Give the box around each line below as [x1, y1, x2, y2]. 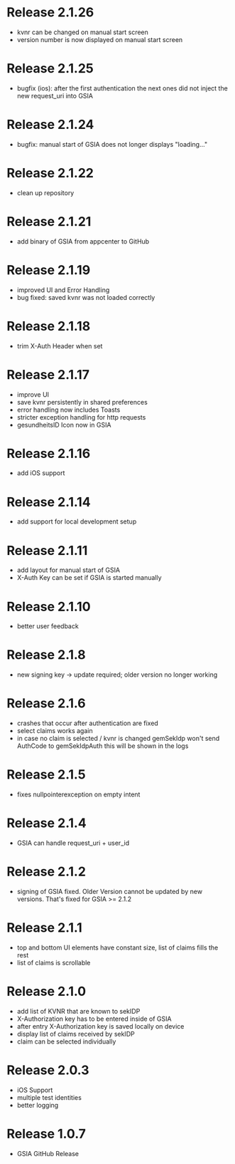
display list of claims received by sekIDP [16, 1029, 136, 1038]
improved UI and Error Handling [16, 286, 110, 294]
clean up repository [16, 188, 75, 197]
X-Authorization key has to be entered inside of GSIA [16, 1014, 172, 1023]
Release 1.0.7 [6, 1126, 87, 1142]
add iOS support [16, 469, 65, 477]
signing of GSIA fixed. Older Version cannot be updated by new [16, 887, 203, 895]
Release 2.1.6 [6, 695, 86, 712]
